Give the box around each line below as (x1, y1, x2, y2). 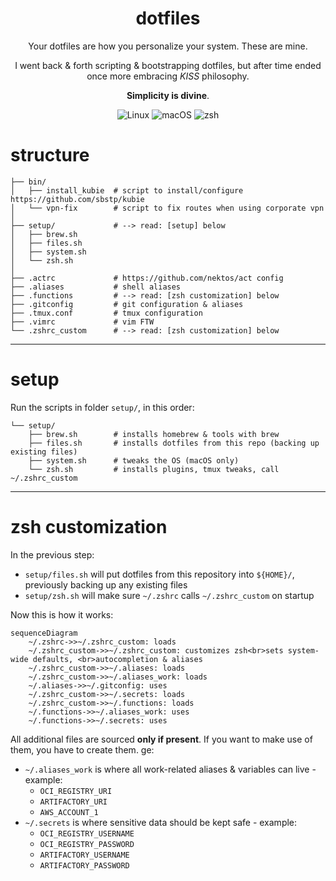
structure (10, 144, 90, 167)
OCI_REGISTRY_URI (39, 786, 113, 796)
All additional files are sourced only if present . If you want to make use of (10, 733, 313, 745)
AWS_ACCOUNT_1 (39, 807, 99, 817)
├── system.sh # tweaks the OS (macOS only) (28, 455, 240, 466)
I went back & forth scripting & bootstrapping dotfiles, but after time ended (14, 59, 322, 71)
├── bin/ (10, 177, 47, 187)
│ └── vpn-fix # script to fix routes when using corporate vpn (10, 203, 325, 213)
